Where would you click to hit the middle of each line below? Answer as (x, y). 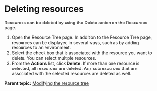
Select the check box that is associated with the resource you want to (82, 53)
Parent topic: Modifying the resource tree (47, 83)
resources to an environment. (41, 47)
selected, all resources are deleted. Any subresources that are (74, 68)
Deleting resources (44, 9)
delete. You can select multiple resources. (54, 58)
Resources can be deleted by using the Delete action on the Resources (76, 23)
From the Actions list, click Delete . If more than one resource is (76, 63)
